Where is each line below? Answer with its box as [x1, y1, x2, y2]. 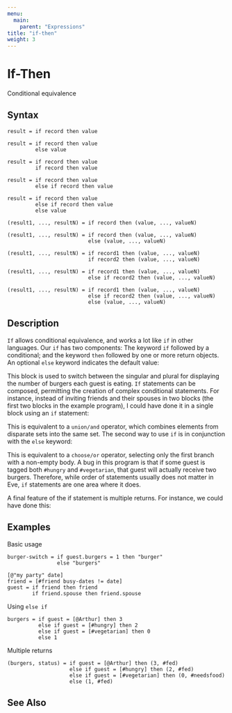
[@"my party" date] [7, 572, 64, 578]
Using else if [7, 602, 48, 611]
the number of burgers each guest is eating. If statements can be [7, 379, 196, 388]
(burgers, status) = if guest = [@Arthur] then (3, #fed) [7, 659, 179, 666]
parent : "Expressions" [19, 23, 85, 30]
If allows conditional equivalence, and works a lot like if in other [7, 336, 193, 344]
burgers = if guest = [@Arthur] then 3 [7, 615, 123, 622]
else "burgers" [56, 559, 101, 567]
